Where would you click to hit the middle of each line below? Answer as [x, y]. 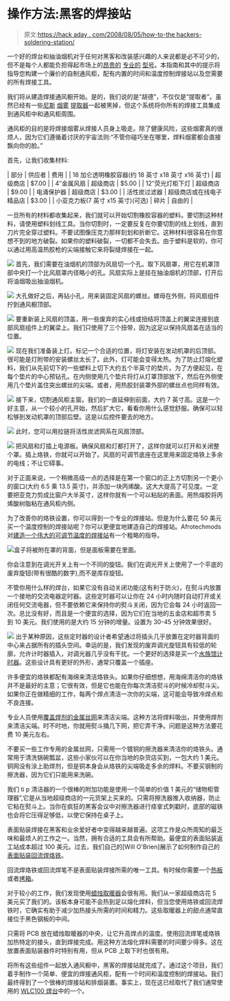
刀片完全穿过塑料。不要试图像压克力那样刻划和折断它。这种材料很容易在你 [112, 232]
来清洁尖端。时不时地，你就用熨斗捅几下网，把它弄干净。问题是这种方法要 [112, 726]
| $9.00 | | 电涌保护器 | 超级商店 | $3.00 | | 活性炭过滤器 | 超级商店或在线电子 [115, 192]
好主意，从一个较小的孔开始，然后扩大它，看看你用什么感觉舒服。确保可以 [112, 408]
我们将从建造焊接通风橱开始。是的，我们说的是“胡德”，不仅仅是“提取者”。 [111, 96]
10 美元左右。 [34, 734]
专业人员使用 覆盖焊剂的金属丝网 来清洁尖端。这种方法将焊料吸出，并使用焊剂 [115, 717]
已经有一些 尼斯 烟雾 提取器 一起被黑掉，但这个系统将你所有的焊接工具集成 [116, 105]
